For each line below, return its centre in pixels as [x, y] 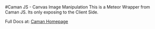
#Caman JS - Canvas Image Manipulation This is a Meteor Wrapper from [77, 7]
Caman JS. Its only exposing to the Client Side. [52, 12]
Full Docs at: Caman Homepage [37, 22]
